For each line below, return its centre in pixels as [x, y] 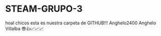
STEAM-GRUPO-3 [44, 9]
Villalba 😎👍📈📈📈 [25, 28]
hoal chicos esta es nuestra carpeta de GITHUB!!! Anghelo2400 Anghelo [81, 23]
